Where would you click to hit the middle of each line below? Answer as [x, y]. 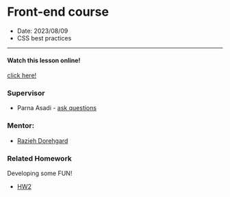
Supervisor [26, 93]
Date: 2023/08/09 [42, 31]
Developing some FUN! [40, 173]
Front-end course [58, 12]
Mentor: [21, 126]
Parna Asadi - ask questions [57, 108]
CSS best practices [44, 38]
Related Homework [39, 158]
